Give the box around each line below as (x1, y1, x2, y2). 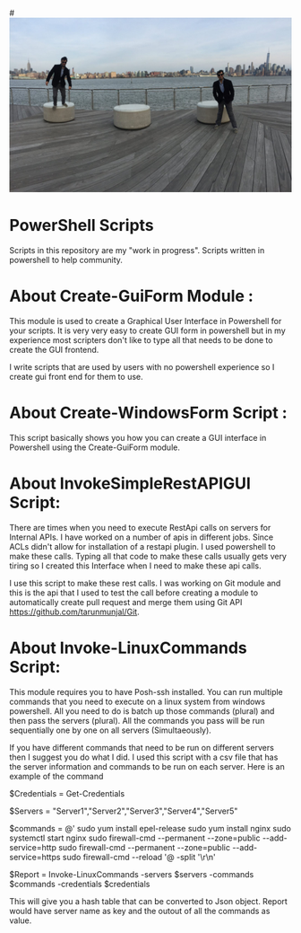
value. (9, 915, 32, 926)
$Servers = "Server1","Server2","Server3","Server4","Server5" (9, 805, 238, 816)
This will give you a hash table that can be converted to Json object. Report (9, 895, 288, 906)
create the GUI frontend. (9, 344, 99, 355)
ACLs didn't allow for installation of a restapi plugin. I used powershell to (9, 541, 276, 551)
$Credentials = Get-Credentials (9, 788, 125, 798)
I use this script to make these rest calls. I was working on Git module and (9, 577, 281, 588)
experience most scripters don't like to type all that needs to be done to (9, 334, 273, 345)
